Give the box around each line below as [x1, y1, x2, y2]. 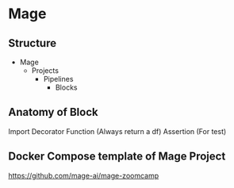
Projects [31, 66, 59, 75]
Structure [8, 36, 57, 50]
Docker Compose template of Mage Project [8, 150, 226, 163]
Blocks [55, 82, 78, 92]
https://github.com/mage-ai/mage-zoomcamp [8, 171, 159, 180]
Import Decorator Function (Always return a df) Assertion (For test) [8, 126, 227, 136]
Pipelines [43, 75, 74, 83]
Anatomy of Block [8, 106, 98, 119]
